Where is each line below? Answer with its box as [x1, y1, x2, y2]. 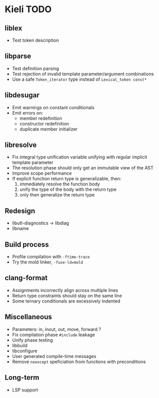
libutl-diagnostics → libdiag [12, 220, 69, 226]
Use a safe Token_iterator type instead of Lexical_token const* [12, 76, 147, 82]
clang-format [5, 274, 48, 282]
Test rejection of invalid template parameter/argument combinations [12, 71, 154, 77]
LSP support [12, 387, 38, 393]
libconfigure [12, 348, 37, 354]
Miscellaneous [5, 313, 52, 321]
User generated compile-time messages [12, 353, 97, 359]
